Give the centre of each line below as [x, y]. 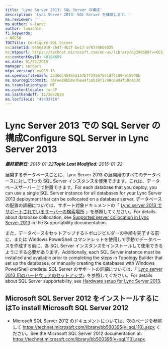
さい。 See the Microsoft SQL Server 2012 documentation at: [79, 333]
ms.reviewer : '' [22, 19]
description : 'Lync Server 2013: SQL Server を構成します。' [68, 15]
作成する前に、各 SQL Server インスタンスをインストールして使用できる [89, 246]
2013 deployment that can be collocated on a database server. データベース [84, 199]
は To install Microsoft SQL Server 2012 [67, 308]
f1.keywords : [19, 33]
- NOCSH [13, 38]
